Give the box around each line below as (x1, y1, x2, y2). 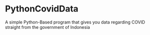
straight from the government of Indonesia (5, 24, 90, 30)
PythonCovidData (5, 3, 79, 14)
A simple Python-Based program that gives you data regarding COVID (5, 19, 145, 25)
